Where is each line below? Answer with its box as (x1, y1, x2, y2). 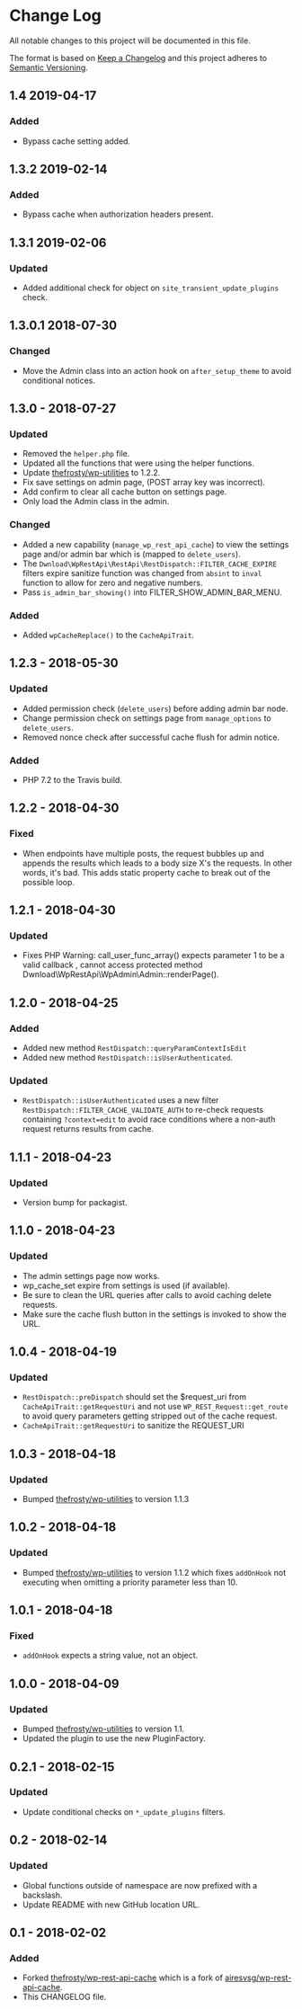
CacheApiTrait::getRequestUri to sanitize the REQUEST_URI (22, 1420, 244, 1431)
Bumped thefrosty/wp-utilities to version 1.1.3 (22, 1494, 190, 1505)
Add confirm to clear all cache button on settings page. (22, 486, 227, 497)
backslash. (22, 1889, 63, 1900)
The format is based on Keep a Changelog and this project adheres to (9, 52, 268, 63)
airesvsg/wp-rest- (224, 1972, 292, 1983)
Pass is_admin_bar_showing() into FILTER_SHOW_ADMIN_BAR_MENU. (22, 586, 282, 598)
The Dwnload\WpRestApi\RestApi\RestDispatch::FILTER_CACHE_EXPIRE (22, 558, 277, 569)
